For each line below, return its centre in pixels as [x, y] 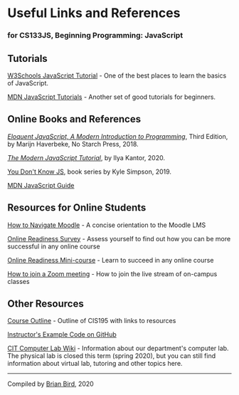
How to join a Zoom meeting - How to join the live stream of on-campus [112, 274]
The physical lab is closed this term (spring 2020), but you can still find [111, 356]
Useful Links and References [94, 13]
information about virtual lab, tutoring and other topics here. [95, 364]
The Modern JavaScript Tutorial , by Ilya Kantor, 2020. [86, 157]
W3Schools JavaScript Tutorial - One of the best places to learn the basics [117, 75]
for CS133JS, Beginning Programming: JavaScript [95, 36]
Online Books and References [74, 119]
